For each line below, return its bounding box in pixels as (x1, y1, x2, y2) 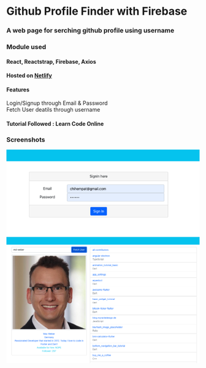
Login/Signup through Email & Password (6, 99, 108, 107)
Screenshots (6, 135, 45, 144)
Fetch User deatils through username (6, 106, 101, 113)
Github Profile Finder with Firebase (6, 4, 188, 18)
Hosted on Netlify (6, 72, 52, 79)
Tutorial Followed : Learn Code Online (6, 120, 104, 128)
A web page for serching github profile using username (6, 26, 175, 35)
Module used (6, 43, 47, 52)
